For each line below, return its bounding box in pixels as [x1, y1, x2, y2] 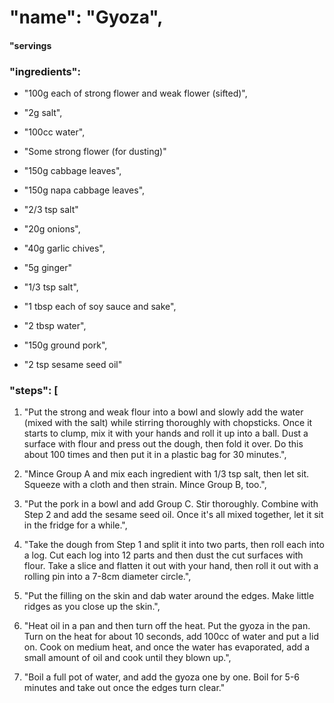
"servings [9, 39, 52, 51]
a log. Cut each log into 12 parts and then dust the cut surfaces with [23, 549, 304, 561]
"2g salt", [23, 107, 63, 119]
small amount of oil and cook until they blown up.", [23, 652, 232, 664]
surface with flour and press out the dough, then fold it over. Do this [23, 438, 304, 450]
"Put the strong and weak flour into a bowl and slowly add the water [23, 406, 304, 418]
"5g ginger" [23, 262, 72, 274]
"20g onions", [23, 223, 81, 235]
